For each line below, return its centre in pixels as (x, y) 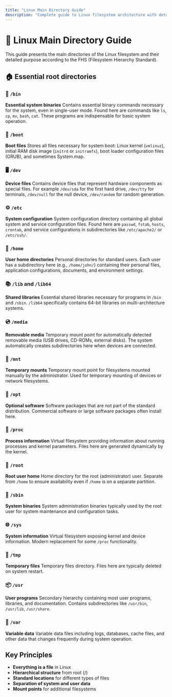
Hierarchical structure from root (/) (50, 673)
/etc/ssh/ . (16, 235)
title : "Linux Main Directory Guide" (46, 10)
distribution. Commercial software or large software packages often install (83, 411)
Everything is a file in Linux (42, 667)
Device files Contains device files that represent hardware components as (84, 183)
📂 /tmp (13, 554)
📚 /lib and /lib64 (28, 284)
